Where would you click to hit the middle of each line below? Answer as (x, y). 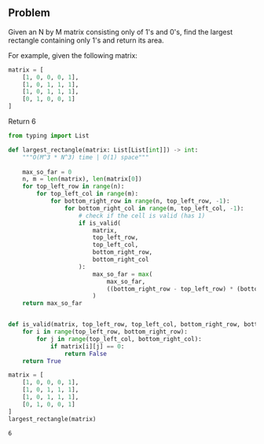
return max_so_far (52, 303)
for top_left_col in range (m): (88, 194)
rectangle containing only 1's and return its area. (86, 40)
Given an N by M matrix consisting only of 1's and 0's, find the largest (121, 31)
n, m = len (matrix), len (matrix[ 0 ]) (82, 179)
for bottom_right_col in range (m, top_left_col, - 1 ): (154, 208)
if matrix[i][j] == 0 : (87, 346)
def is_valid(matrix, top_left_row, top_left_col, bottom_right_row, (125, 325)
